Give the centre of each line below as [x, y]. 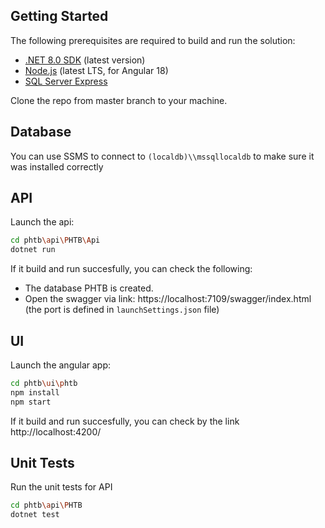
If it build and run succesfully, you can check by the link [125, 421]
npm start [31, 402]
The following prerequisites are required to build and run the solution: [153, 40]
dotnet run [33, 250]
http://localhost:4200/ [56, 431]
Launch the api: [42, 222]
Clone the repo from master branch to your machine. [119, 100]
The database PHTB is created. [89, 288]
